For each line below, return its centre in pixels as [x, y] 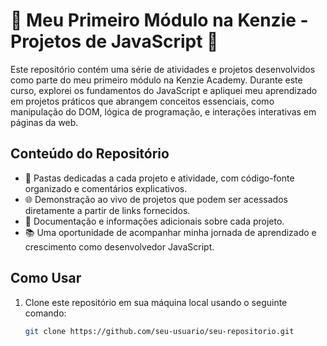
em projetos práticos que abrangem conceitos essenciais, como [142, 101]
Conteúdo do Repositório [90, 154]
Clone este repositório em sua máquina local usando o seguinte [156, 302]
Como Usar [46, 278]
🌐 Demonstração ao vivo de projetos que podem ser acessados [156, 199]
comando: [45, 313]
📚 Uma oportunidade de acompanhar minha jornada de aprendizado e [170, 232]
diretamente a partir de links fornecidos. [107, 210]
